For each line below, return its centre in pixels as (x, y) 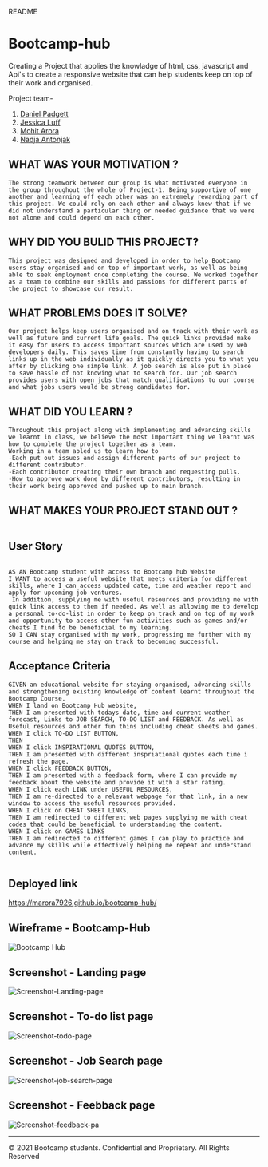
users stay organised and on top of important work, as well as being (128, 268)
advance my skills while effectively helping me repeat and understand (130, 845)
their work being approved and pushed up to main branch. (106, 486)
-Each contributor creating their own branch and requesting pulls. (124, 472)
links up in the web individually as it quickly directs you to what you (134, 359)
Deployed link (43, 884)
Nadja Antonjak (45, 139)
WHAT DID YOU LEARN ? (71, 412)
